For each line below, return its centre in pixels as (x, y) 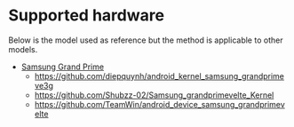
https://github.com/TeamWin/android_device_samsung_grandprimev (159, 104)
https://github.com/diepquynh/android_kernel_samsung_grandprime (159, 75)
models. (23, 49)
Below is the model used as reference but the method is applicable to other (146, 40)
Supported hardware (87, 16)
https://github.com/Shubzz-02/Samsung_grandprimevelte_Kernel (154, 95)
